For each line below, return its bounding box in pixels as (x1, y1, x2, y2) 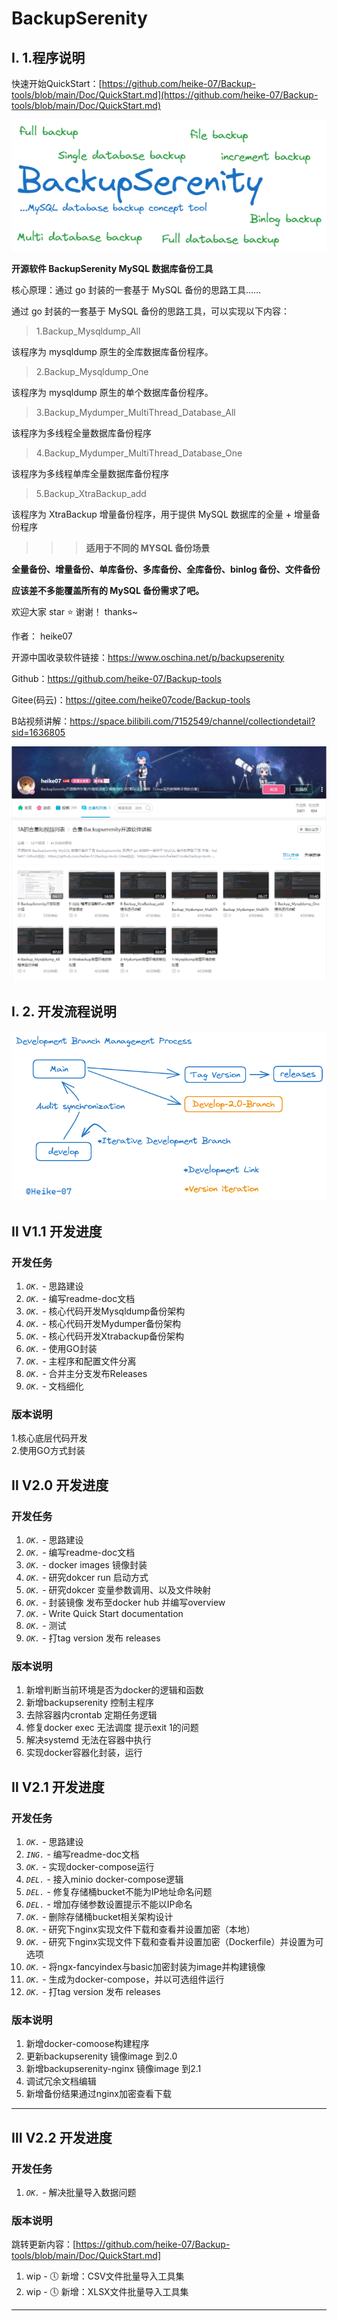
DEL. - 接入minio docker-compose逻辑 (25, 1873, 184, 1885)
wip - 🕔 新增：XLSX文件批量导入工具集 (25, 2286, 189, 2298)
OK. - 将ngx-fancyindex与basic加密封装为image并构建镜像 (25, 1960, 266, 1972)
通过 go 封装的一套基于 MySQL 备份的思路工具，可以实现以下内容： (11, 305, 290, 317)
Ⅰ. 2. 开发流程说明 (11, 1003, 117, 1021)
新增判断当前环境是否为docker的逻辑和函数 (25, 1684, 204, 1696)
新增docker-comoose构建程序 (25, 2038, 150, 2050)
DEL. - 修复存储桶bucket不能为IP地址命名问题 (25, 1885, 213, 1897)
